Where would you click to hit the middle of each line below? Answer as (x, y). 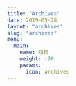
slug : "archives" (32, 33)
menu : (15, 40)
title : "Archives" (34, 14)
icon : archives (47, 71)
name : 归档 (34, 53)
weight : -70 (37, 59)
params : (30, 65)
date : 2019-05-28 (32, 20)
